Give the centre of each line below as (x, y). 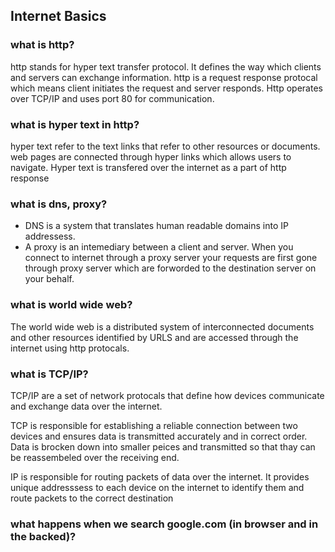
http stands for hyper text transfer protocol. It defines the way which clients (166, 66)
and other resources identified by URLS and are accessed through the (154, 337)
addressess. (50, 236)
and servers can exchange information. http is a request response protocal (164, 77)
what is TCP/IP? (49, 374)
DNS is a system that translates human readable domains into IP (156, 226)
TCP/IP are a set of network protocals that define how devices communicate (167, 395)
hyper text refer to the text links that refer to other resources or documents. (165, 146)
